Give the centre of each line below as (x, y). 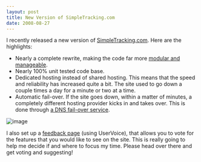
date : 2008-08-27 (28, 23)
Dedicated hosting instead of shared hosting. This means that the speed (105, 78)
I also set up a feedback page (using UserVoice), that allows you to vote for (100, 133)
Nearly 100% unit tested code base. (60, 71)
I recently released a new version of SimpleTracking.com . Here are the (94, 40)
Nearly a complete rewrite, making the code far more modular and (97, 59)
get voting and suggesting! (40, 152)
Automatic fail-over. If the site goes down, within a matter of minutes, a (104, 97)
